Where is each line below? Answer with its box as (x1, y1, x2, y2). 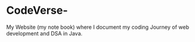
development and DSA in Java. (6, 29, 83, 37)
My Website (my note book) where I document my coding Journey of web (6, 23, 190, 31)
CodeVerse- (6, 4, 68, 17)
